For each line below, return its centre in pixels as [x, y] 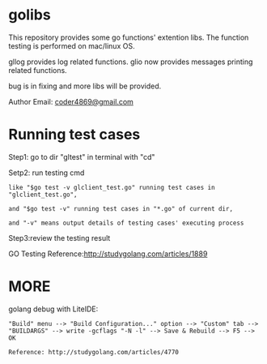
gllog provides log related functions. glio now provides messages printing [131, 62]
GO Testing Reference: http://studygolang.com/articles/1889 [108, 254]
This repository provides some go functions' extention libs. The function [129, 37]
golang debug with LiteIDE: [53, 309]
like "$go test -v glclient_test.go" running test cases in [112, 187]
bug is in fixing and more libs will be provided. [85, 86]
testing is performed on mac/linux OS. [72, 45]
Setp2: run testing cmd [47, 173]
